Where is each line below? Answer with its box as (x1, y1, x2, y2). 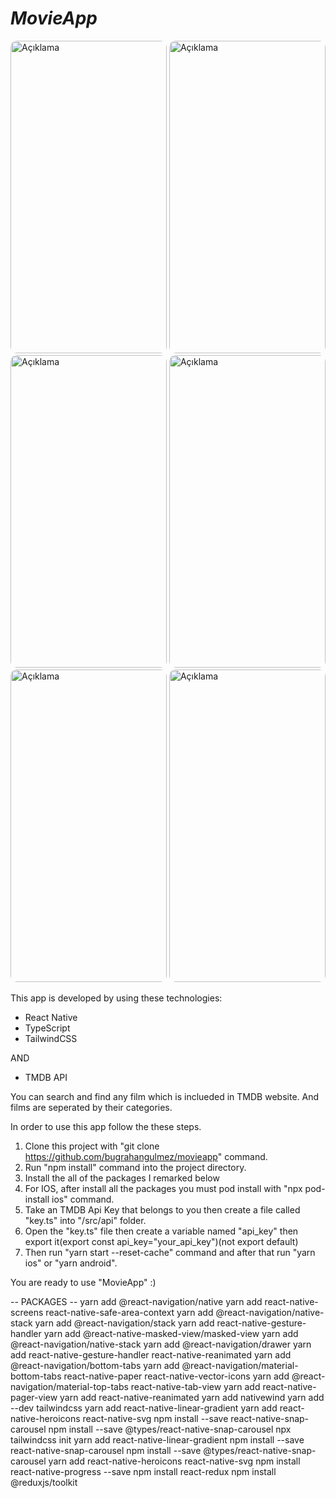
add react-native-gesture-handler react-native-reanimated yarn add (10, 1348, 292, 1361)
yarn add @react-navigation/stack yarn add (34, 1317, 215, 1329)
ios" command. (51, 1193, 115, 1205)
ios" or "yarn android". (24, 1257, 118, 1269)
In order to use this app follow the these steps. (10, 1120, 202, 1132)
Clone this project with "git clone (24, 1140, 160, 1152)
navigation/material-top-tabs (10, 1380, 129, 1392)
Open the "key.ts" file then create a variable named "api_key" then (24, 1225, 299, 1237)
